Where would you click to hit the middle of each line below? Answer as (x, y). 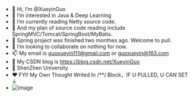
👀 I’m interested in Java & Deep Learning (61, 15)
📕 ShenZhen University (40, 68)
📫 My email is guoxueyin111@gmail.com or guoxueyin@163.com (90, 53)
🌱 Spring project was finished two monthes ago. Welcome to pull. (92, 40)
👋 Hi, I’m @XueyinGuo (39, 9)
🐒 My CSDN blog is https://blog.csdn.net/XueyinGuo (76, 61)
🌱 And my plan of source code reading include (69, 28)
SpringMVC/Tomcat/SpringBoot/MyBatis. (62, 34)
